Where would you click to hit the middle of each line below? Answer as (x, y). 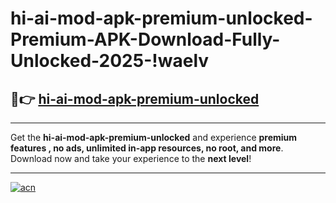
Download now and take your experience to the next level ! (131, 158)
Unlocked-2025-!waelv (110, 61)
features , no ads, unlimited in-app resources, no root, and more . (147, 148)
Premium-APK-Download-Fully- (145, 39)
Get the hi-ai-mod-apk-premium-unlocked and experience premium (154, 137)
